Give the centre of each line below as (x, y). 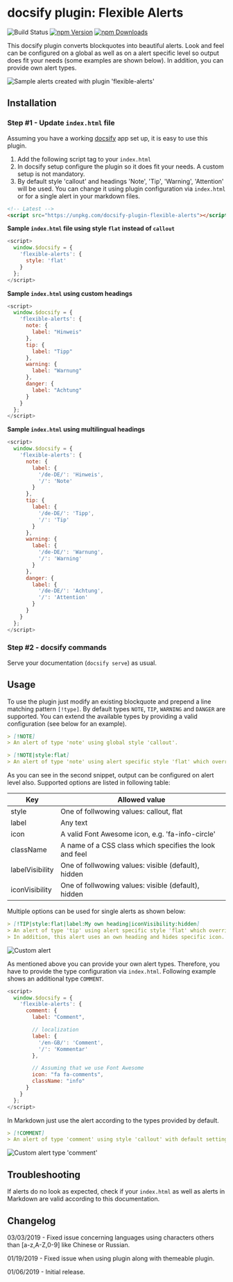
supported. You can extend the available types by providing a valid (102, 716)
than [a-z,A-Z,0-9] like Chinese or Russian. (69, 1244)
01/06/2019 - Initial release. (46, 1272)
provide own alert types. (42, 68)
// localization (55, 1030)
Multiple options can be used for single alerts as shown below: (96, 911)
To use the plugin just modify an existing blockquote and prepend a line (109, 702)
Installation (32, 103)
